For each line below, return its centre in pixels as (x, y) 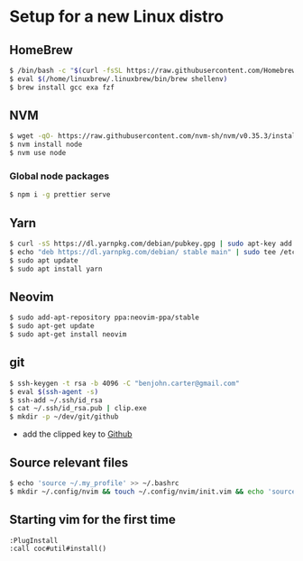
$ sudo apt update (44, 260)
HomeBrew (41, 50)
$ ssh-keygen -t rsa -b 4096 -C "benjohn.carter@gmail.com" (125, 383)
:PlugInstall (34, 540)
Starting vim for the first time (92, 520)
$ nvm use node (38, 153)
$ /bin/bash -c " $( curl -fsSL (66, 70)
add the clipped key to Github (77, 434)
